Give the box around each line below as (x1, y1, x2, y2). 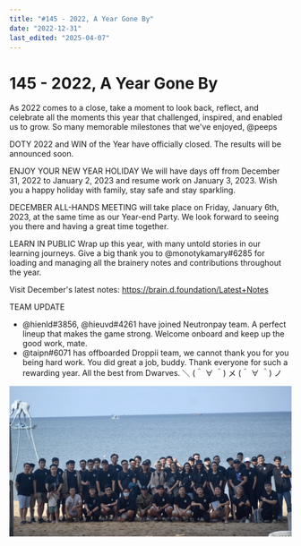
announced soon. (9, 149, 74, 159)
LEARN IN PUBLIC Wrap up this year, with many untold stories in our (9, 238, 262, 250)
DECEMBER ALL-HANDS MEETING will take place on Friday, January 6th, (9, 202, 279, 213)
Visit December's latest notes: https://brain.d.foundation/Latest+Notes (9, 285, 269, 295)
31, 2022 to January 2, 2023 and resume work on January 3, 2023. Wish (9, 175, 278, 186)
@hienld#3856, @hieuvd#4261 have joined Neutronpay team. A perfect (21, 319, 287, 330)
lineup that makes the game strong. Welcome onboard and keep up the (21, 328, 285, 339)
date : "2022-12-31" (9, 23, 82, 33)
